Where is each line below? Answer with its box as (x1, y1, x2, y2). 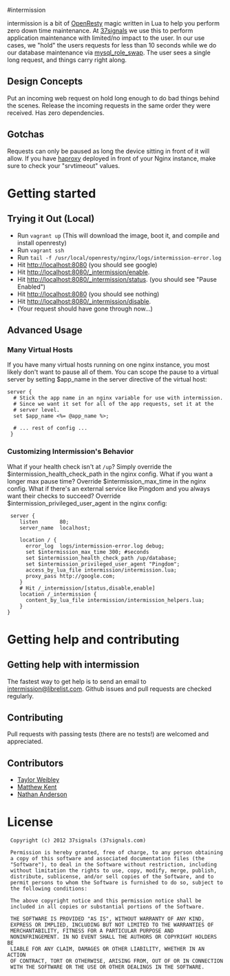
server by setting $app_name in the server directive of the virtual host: (7, 375, 207, 384)
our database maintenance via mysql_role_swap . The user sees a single (7, 48, 211, 56)
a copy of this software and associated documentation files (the (10, 855, 205, 862)
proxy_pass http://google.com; (25, 572, 116, 579)
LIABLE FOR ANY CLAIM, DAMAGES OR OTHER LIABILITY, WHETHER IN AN (10, 946, 205, 953)
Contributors (7, 757, 64, 769)
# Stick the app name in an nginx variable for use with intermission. (13, 395, 224, 402)
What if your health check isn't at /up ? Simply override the (7, 462, 172, 470)
